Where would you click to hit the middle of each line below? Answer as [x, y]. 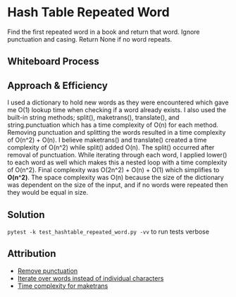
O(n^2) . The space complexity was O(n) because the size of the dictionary [116, 178]
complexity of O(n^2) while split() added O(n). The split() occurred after [111, 147]
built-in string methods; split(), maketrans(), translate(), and [93, 118]
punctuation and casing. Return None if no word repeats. [90, 39]
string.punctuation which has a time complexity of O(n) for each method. [113, 125]
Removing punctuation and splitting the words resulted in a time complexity [117, 133]
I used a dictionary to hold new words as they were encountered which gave [118, 102]
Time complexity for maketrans [63, 286]
